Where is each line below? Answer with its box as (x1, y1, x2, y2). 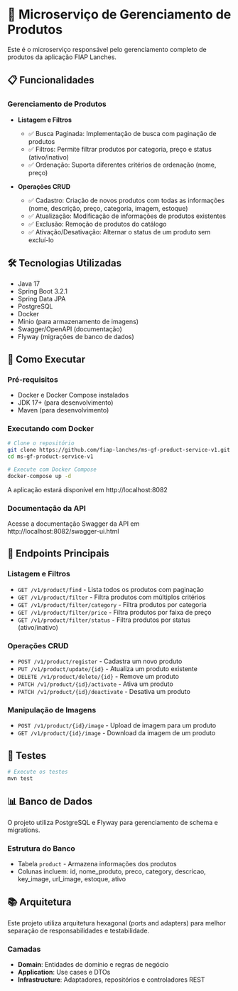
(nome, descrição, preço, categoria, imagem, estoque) (28, 204, 188, 212)
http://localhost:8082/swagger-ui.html (7, 527, 119, 536)
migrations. (7, 826, 40, 834)
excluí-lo (28, 235, 55, 244)
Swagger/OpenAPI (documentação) (17, 325, 123, 333)
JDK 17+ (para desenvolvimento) (17, 398, 114, 407)
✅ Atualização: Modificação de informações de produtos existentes (28, 212, 226, 220)
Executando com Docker (7, 424, 94, 434)
